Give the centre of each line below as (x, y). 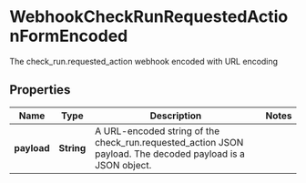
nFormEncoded (69, 36)
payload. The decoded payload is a (170, 154)
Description (176, 116)
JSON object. (123, 165)
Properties (40, 90)
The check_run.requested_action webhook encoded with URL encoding (144, 61)
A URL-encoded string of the (157, 131)
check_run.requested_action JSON (169, 142)
